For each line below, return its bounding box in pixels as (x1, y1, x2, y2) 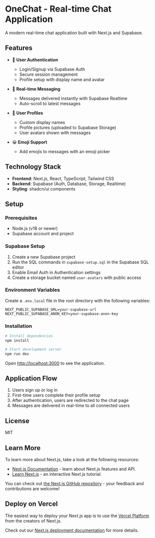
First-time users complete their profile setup (12, 392, 101, 398)
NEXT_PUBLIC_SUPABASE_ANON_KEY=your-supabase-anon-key (5, 311, 119, 316)
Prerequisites (5, 214, 37, 221)
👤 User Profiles (12, 110, 43, 116)
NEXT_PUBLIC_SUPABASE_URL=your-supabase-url (5, 307, 97, 312)
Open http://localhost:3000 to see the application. (5, 360, 105, 366)
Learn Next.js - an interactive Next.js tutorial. (12, 471, 102, 477)
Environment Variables (5, 287, 60, 294)
